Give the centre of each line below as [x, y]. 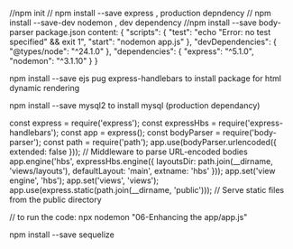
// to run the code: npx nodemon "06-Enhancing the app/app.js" [128, 217]
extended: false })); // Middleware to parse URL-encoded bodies [128, 152]
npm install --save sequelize [62, 235]
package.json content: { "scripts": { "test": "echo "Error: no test [153, 32]
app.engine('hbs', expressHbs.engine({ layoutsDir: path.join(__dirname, [141, 161]
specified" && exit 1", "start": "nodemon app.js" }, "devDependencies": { [143, 41]
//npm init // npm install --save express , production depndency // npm [141, 13]
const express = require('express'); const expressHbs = [113, 123]
